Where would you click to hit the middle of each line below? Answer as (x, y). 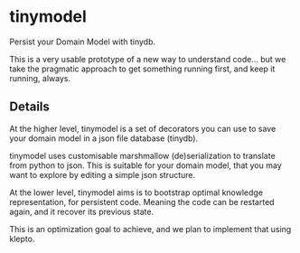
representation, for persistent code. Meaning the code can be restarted (142, 201)
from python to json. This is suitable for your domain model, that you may (145, 165)
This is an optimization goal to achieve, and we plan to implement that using (150, 229)
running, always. (40, 78)
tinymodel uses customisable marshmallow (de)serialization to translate (142, 155)
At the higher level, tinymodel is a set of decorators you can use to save (143, 128)
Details (29, 107)
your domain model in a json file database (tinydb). (104, 138)
